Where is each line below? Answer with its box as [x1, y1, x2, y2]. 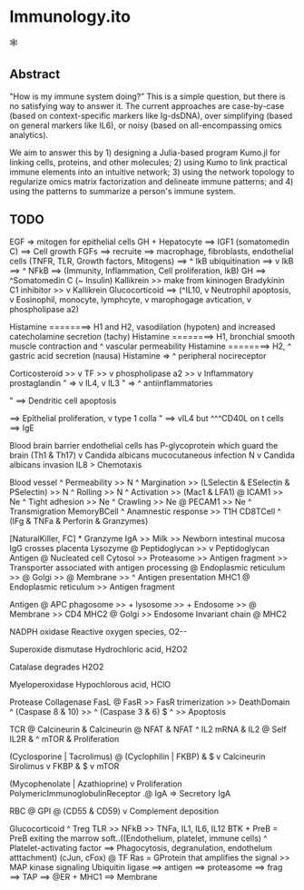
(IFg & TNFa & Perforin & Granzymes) [9, 515, 149, 526]
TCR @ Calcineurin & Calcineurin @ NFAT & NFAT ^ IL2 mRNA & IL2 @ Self [9, 724, 288, 735]
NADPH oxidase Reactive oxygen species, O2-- [9, 626, 188, 637]
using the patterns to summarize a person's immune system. [9, 185, 236, 196]
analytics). [9, 129, 49, 140]
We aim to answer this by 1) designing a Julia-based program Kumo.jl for [9, 147, 281, 158]
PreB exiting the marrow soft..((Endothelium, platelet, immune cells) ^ [9, 833, 268, 844]
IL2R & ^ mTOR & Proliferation [9, 733, 120, 744]
